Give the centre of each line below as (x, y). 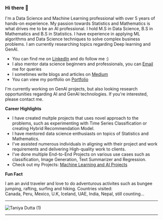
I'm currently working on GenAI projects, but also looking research (71, 89)
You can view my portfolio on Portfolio (50, 79)
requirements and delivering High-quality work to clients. (69, 149)
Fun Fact (14, 174)
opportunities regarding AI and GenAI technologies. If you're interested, (76, 94)
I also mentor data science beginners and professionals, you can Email (83, 64)
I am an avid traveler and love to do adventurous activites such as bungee (79, 183)
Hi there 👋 (17, 8)
